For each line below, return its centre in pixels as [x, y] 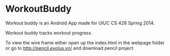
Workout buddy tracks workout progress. [49, 33]
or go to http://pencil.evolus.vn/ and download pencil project [69, 48]
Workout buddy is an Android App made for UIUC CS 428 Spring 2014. [80, 23]
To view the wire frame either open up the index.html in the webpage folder [85, 43]
